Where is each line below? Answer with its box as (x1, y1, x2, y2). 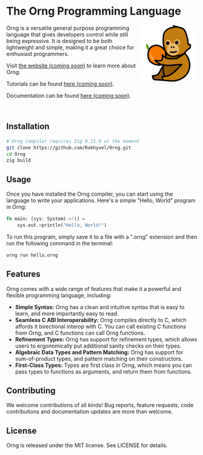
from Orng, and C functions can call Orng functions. (15, 329, 145, 337)
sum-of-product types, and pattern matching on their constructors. (15, 355, 183, 362)
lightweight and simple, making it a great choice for (6, 44, 135, 51)
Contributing (6, 385, 56, 395)
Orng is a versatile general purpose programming (6, 24, 130, 32)
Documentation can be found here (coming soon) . (6, 92, 131, 99)
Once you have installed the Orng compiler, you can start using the (6, 190, 173, 198)
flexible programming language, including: (6, 292, 112, 299)
